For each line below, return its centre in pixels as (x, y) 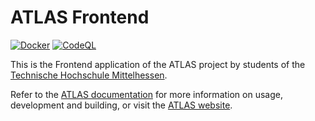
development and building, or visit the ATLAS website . (121, 105)
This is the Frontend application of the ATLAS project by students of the (158, 64)
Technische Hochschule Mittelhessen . (89, 75)
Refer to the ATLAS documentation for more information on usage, (146, 94)
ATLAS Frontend (80, 17)
